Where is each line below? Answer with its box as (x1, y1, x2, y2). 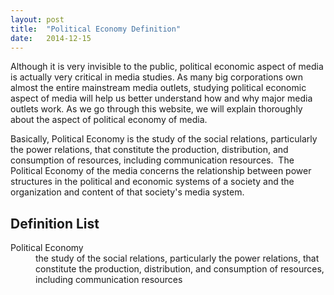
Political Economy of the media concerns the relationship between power (10, 165, 312, 177)
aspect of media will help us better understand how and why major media (10, 92, 313, 105)
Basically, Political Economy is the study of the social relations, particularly (10, 133, 318, 145)
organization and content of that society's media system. (10, 186, 245, 198)
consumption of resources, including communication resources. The (10, 154, 295, 166)
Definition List (10, 215, 100, 232)
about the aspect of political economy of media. (10, 114, 208, 126)
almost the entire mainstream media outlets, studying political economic (10, 82, 307, 94)
